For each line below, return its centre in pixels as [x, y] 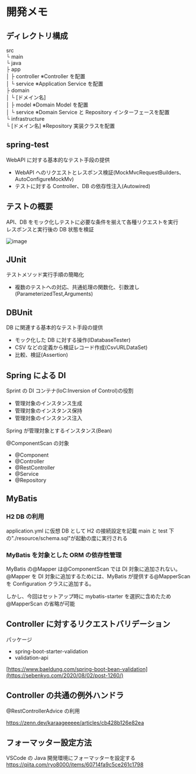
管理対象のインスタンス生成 [49, 404]
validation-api [31, 657]
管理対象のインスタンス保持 [49, 411]
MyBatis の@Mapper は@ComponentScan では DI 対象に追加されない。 [94, 569]
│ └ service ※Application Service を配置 [55, 84]
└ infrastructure [25, 119]
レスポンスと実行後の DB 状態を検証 [50, 229]
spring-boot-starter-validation [51, 651]
